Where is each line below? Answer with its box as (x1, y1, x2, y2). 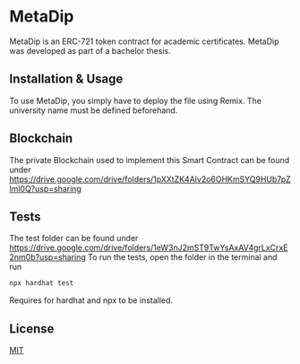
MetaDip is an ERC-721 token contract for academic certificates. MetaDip (9, 36, 279, 47)
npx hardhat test (9, 279, 74, 288)
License (9, 321, 55, 336)
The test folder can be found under (9, 233, 139, 244)
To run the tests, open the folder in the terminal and (88, 252, 278, 263)
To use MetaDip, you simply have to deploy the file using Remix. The (9, 95, 262, 106)
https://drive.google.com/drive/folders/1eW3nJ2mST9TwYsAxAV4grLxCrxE (9, 242, 288, 253)
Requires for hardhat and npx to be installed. (9, 295, 173, 306)
